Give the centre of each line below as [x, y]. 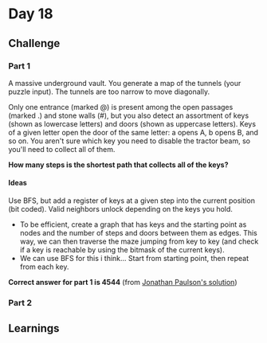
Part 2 [20, 303]
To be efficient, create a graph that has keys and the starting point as [133, 224]
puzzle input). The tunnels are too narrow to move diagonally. [109, 92]
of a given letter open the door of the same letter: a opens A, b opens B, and [133, 132]
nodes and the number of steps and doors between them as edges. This [138, 233]
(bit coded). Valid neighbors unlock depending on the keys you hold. [121, 209]
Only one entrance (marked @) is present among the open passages [121, 107]
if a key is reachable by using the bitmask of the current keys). [122, 250]
